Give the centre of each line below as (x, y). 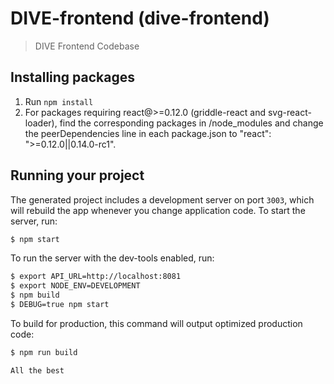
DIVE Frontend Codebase (87, 46)
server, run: (34, 221)
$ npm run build (44, 352)
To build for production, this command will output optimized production (156, 323)
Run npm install (59, 101)
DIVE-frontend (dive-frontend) (140, 18)
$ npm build (35, 295)
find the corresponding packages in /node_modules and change (191, 123)
